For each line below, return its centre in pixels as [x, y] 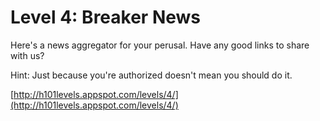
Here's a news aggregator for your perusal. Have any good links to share [160, 45]
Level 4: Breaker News [106, 17]
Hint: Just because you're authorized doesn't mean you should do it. [151, 75]
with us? [27, 55]
